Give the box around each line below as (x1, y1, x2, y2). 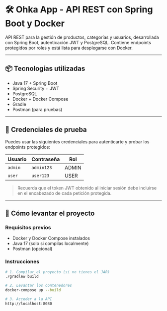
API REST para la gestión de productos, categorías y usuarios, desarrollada (5, 34, 159, 40)
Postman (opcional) (12, 246, 53, 252)
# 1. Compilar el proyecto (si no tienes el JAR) (5, 269, 110, 274)
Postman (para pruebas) (12, 106, 63, 112)
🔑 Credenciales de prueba (5, 125, 87, 134)
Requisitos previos (5, 224, 51, 231)
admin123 (31, 165, 52, 170)
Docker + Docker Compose (12, 96, 69, 102)
